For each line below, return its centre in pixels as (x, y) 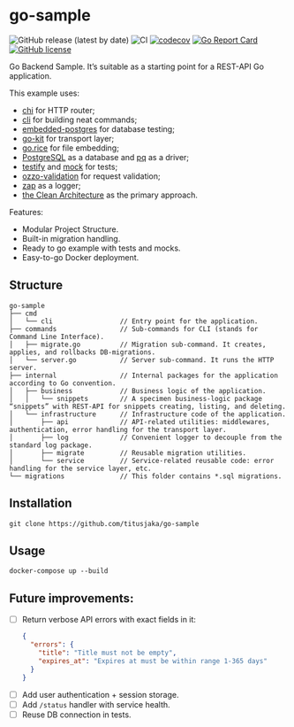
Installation (41, 503)
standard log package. (51, 445)
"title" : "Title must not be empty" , (108, 653)
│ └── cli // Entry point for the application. (134, 321)
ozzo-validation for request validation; (91, 176)
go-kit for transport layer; (68, 138)
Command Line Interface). (57, 336)
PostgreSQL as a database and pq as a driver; (106, 157)
